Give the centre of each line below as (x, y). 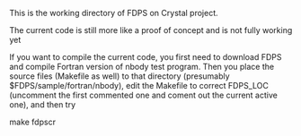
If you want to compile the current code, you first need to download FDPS (146, 57)
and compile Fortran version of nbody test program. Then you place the (142, 67)
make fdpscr (33, 122)
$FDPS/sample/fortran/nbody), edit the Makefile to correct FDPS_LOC (139, 85)
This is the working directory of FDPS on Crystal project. (114, 13)
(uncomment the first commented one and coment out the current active (144, 95)
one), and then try (43, 105)
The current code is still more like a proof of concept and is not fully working (151, 30)
